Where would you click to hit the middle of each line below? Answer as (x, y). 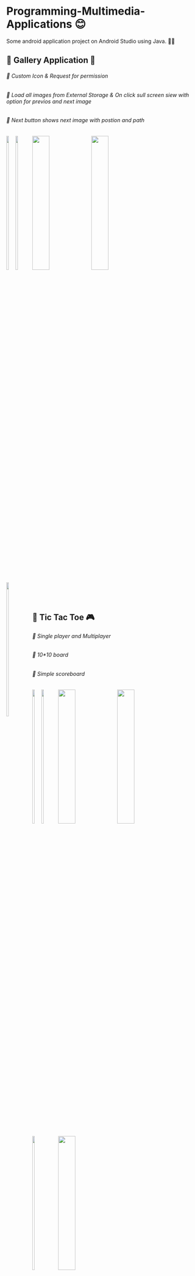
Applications (39, 24)
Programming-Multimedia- (76, 11)
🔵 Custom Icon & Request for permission (57, 76)
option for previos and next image (49, 101)
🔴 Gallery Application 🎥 (51, 60)
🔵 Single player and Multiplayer (72, 636)
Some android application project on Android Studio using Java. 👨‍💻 (91, 41)
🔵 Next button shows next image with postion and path (76, 120)
